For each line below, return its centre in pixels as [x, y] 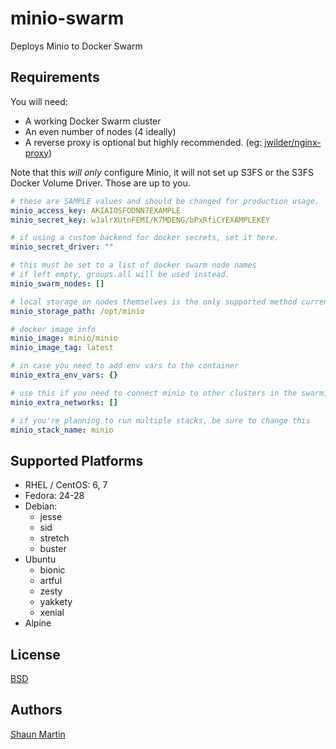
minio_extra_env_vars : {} [64, 375]
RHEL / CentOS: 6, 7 [66, 485]
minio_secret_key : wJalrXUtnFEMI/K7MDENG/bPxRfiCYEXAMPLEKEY [140, 220]
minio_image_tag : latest [62, 348]
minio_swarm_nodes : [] [57, 283]
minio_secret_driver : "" [62, 247]
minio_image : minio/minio [64, 338]
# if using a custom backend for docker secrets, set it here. [145, 238]
